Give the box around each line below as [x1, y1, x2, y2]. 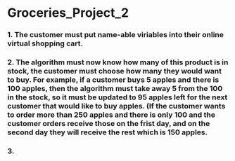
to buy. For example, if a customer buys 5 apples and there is [7, 75, 220, 85]
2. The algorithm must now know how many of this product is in [7, 57, 229, 67]
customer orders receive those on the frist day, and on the [7, 119, 210, 129]
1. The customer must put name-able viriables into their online [7, 30, 224, 40]
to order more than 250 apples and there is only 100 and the [7, 110, 216, 120]
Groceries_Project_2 [7, 5, 129, 21]
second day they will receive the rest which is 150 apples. [7, 127, 208, 137]
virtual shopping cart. [7, 38, 83, 48]
